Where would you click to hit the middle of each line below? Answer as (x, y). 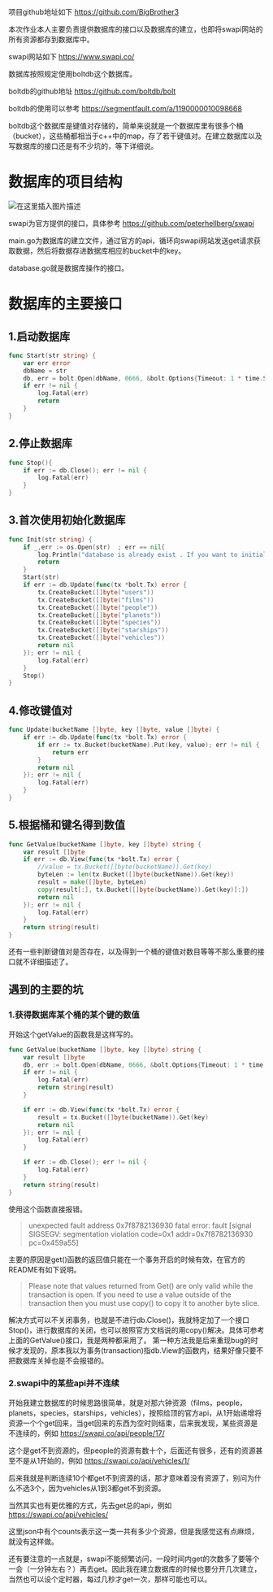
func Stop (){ (30, 463)
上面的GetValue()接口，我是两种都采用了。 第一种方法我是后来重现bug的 (130, 1340)
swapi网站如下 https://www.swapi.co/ (71, 57)
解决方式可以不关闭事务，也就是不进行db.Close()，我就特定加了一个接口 (129, 1320)
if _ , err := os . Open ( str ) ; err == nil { (94, 547)
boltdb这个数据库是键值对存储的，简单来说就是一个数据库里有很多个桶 (126, 126)
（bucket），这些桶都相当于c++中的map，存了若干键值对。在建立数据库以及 (135, 136)
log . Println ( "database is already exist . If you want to (138, 555)
